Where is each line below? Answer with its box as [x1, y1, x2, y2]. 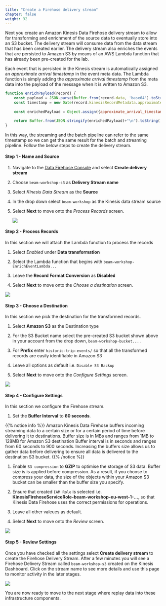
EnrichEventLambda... [12, 264, 57, 269]
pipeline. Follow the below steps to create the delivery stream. [5, 142, 132, 148]
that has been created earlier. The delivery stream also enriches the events [5, 45, 158, 52]
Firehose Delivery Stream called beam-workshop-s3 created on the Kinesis [5, 561, 154, 567]
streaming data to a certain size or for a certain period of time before [5, 428, 145, 434]
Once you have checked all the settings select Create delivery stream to [5, 550, 154, 556]
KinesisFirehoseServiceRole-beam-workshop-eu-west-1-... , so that [12, 494, 155, 500]
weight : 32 [5, 16, 28, 21]
